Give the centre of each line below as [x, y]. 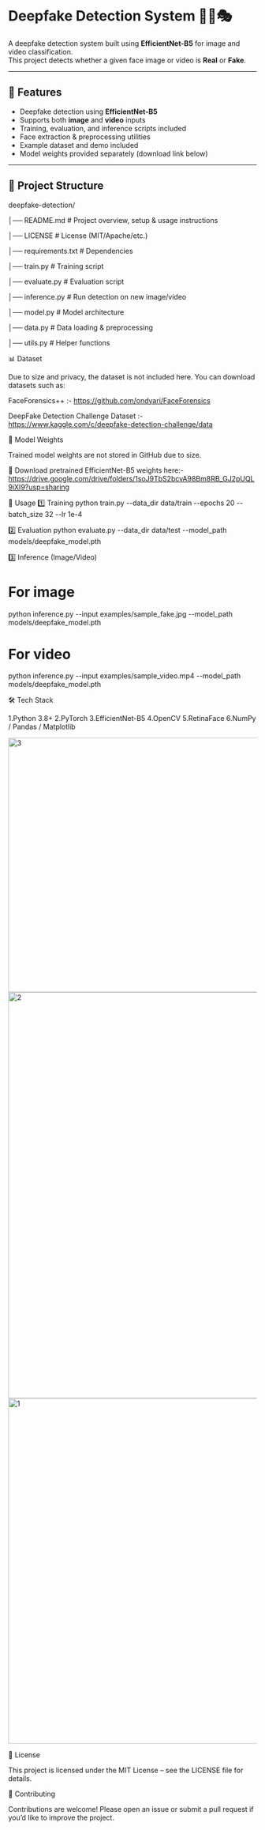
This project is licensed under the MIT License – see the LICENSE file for [126, 1770]
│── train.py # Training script [56, 266]
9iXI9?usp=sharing [39, 487]
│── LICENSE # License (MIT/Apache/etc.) [78, 236]
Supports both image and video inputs [82, 119]
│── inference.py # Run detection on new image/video [97, 296]
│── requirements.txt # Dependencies [71, 251]
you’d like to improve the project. [61, 1818]
